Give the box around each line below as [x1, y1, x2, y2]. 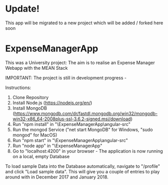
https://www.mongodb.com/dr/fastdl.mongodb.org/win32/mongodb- [14, 110, 158, 116]
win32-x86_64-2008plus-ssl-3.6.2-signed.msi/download [12, 116, 131, 122]
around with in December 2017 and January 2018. [5, 174, 108, 180]
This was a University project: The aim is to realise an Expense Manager [5, 59, 155, 66]
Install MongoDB [12, 105, 47, 111]
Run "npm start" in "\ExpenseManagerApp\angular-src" [12, 137, 128, 143]
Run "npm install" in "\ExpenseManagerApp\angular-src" [12, 121, 131, 127]
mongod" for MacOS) [12, 132, 58, 138]
